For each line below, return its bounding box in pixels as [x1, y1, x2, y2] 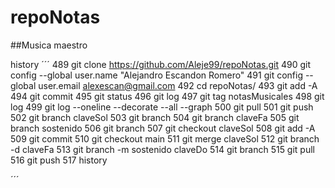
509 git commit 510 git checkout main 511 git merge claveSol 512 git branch [10, 132, 320, 145]
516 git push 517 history [10, 154, 108, 166]
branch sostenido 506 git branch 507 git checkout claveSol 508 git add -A [10, 122, 316, 134]
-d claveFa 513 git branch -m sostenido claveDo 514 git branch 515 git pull [10, 143, 315, 155]
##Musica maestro [10, 39, 88, 51]
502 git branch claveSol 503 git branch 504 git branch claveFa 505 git [10, 111, 300, 123]
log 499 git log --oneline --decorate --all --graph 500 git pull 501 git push [10, 101, 314, 113]
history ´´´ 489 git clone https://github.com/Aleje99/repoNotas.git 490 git [10, 58, 312, 70]
